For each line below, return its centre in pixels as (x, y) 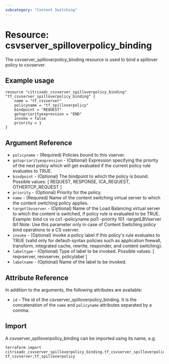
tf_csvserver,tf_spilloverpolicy (40, 356)
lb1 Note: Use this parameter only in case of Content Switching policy (84, 225)
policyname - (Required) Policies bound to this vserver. (69, 155)
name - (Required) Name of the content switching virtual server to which (87, 198)
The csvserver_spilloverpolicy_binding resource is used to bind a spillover (81, 59)
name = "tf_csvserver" (38, 101)
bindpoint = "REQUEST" (38, 110)
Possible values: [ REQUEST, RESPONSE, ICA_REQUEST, (71, 182)
